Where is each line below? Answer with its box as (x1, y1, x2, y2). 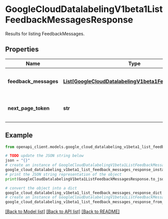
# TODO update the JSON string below (5, 153, 84, 158)
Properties (5, 45, 39, 53)
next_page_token (7, 104, 50, 111)
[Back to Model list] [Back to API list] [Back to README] (5, 208, 120, 214)
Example (5, 131, 33, 139)
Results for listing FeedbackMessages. (5, 30, 85, 36)
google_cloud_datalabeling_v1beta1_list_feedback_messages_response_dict (5, 190, 162, 195)
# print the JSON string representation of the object (5, 171, 122, 177)
